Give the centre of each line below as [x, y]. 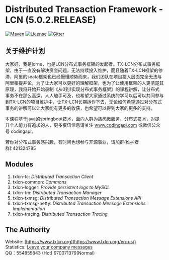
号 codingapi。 [21, 131]
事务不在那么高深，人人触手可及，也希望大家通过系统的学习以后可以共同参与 [84, 95]
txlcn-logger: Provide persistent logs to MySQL [61, 187]
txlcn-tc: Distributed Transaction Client [53, 177]
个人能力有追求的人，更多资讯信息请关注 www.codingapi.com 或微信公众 [85, 125]
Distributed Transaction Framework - [84, 9]
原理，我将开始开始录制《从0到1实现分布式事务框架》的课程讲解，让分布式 [82, 89]
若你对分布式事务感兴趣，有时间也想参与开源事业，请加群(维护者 [72, 142]
